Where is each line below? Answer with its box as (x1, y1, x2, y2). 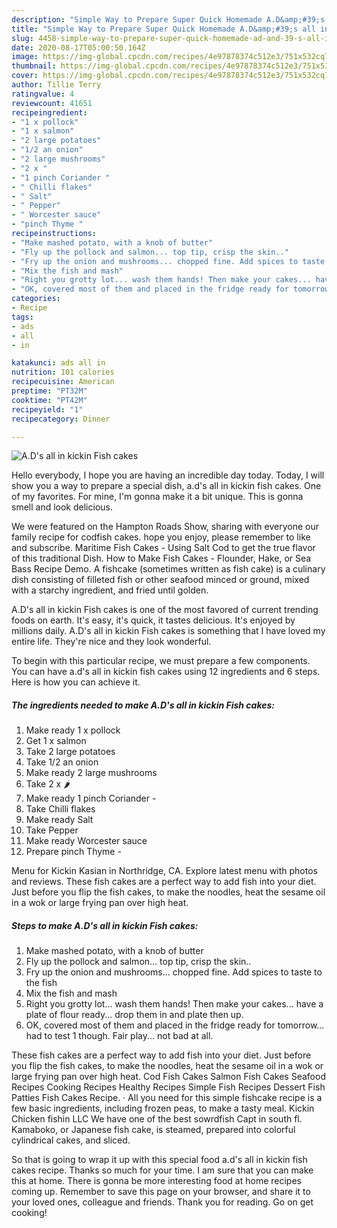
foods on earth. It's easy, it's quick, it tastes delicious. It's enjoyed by (11, 614, 296, 626)
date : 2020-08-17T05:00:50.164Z (11, 42, 146, 53)
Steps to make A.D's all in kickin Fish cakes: (11, 919, 199, 931)
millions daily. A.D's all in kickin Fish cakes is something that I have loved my (11, 625, 326, 637)
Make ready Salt (25, 814, 94, 826)
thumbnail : (11, 61, 57, 71)
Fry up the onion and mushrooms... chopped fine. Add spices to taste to (25, 966, 323, 978)
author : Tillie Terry (11, 80, 102, 90)
